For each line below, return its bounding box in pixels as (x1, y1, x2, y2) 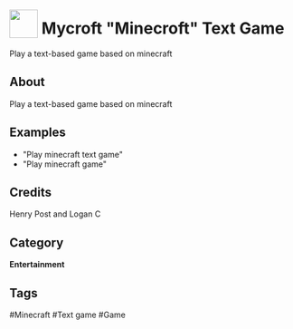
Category (9, 235, 64, 250)
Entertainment (9, 259, 65, 270)
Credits (9, 184, 52, 199)
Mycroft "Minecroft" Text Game (41, 18, 285, 39)
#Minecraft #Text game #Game (9, 309, 127, 320)
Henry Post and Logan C (9, 208, 101, 219)
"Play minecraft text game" (22, 149, 124, 160)
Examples (9, 125, 66, 140)
